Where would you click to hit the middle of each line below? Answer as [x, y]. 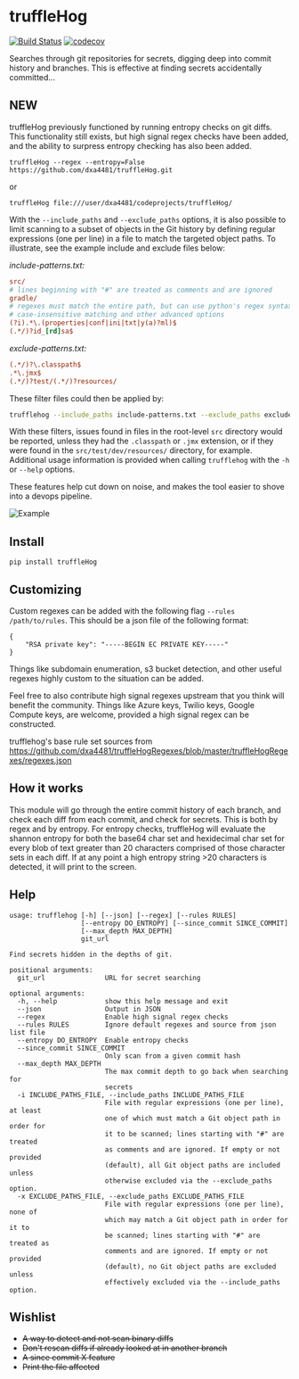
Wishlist [32, 1317]
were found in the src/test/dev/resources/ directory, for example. [131, 450]
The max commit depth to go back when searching [197, 1071]
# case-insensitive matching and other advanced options [117, 315]
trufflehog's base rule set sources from [81, 741]
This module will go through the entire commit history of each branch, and [145, 810]
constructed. [32, 724]
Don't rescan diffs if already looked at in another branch [125, 1348]
